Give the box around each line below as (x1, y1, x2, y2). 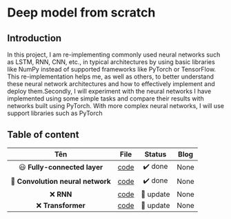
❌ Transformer (36, 200, 86, 210)
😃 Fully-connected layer (18, 163, 103, 172)
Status (144, 149, 167, 159)
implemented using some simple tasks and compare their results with (7, 94, 205, 103)
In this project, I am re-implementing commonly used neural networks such (7, 50, 221, 59)
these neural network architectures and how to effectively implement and (7, 80, 215, 87)
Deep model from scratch (7, 5, 156, 21)
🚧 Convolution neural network (10, 177, 112, 187)
